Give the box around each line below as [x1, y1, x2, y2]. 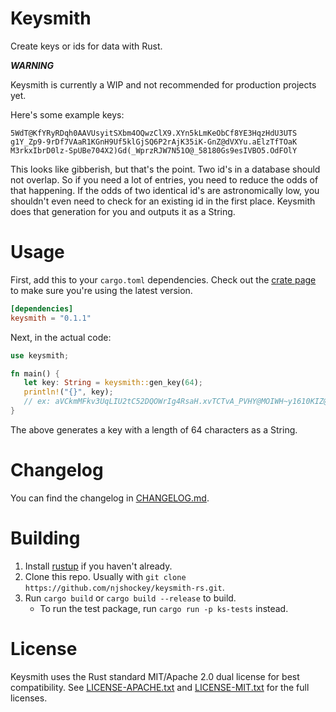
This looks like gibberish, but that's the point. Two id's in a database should [10, 163, 321, 175]
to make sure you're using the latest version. [10, 284, 193, 296]
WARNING [10, 59, 54, 71]
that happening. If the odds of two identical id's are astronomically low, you [10, 184, 320, 196]
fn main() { [10, 368, 60, 379]
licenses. [10, 692, 48, 704]
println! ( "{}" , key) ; [23, 387, 114, 397]
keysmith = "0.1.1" [10, 313, 92, 323]
